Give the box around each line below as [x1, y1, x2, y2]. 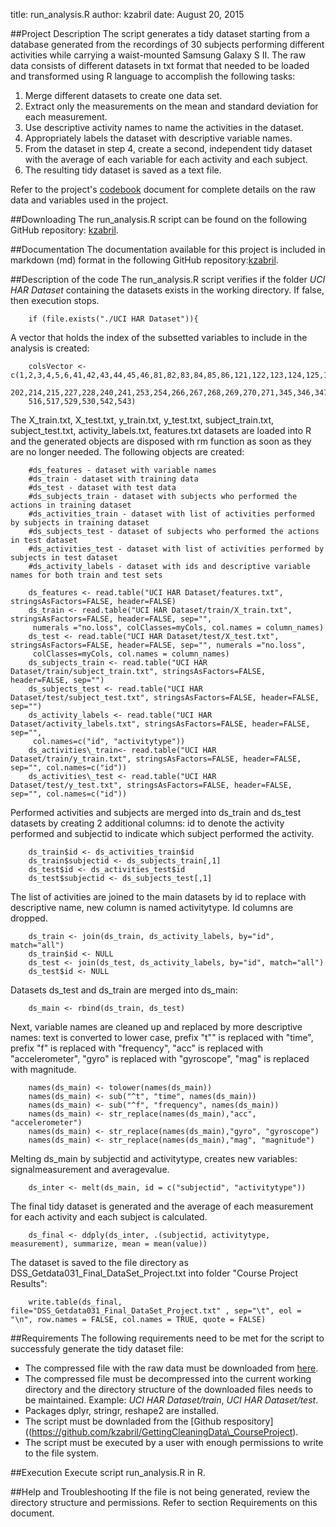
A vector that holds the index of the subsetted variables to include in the [10, 332, 308, 343]
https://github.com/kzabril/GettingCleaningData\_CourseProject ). [31, 1426, 299, 1438]
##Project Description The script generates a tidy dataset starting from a [10, 28, 310, 39]
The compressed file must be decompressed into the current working [24, 1373, 312, 1384]
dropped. [10, 912, 48, 924]
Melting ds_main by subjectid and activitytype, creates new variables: [10, 1153, 298, 1164]
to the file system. [24, 1447, 100, 1459]
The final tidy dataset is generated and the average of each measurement [10, 1200, 314, 1212]
